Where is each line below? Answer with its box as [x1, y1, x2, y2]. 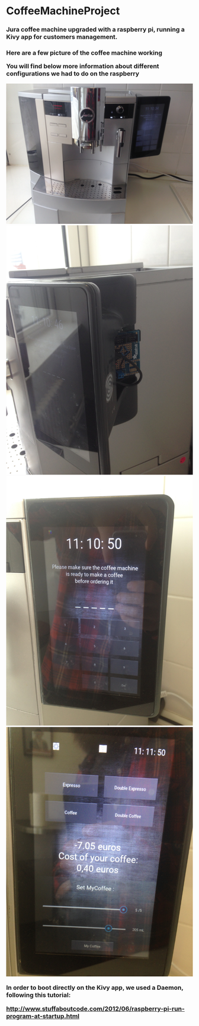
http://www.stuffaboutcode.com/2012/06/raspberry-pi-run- [6, 1005, 185, 1013]
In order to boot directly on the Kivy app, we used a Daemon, [6, 984, 184, 992]
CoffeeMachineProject [6, 4, 120, 18]
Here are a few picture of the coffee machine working [6, 49, 163, 57]
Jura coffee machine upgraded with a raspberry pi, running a [6, 26, 185, 34]
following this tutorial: [6, 991, 71, 999]
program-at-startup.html [6, 1012, 80, 1020]
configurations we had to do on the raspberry [6, 69, 140, 78]
